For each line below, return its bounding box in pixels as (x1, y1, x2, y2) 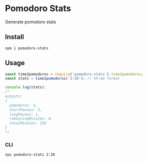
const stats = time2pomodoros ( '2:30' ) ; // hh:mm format (5, 76, 120, 81)
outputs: (5, 94, 23, 99)
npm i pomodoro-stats (5, 45, 49, 51)
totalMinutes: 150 (9, 121, 47, 126)
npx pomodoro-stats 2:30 (5, 152, 55, 157)
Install (5, 33, 24, 41)
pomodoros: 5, (9, 103, 38, 108)
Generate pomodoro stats (5, 19, 57, 25)
